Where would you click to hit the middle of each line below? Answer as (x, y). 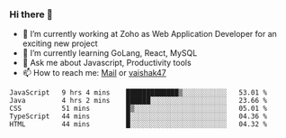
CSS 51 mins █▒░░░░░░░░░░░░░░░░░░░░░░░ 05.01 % (139, 109)
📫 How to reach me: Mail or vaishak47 (94, 73)
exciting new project (60, 43)
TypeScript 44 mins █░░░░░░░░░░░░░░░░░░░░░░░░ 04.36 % (139, 116)
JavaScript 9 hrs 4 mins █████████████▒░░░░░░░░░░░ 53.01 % (139, 93)
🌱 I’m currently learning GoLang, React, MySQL (110, 53)
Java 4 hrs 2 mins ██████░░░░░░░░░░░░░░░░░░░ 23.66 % (139, 101)
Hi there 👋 (31, 14)
